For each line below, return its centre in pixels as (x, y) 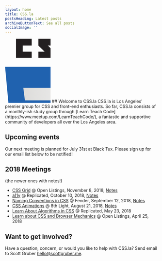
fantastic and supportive (127, 117)
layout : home (18, 9)
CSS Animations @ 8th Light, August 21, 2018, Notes (65, 206)
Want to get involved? (39, 236)
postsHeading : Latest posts (33, 18)
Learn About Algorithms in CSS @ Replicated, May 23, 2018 (72, 211)
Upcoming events (32, 137)
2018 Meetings (28, 169)
